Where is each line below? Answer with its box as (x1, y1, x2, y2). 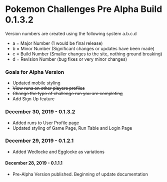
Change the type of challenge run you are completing (12, 91, 123, 97)
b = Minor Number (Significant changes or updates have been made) (12, 45, 155, 51)
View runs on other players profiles (12, 85, 85, 91)
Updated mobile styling (12, 80, 61, 86)
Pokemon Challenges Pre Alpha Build (5, 3, 162, 15)
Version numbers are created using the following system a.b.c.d (5, 30, 137, 36)
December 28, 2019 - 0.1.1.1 (5, 160, 63, 166)
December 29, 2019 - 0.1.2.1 (5, 137, 74, 144)
